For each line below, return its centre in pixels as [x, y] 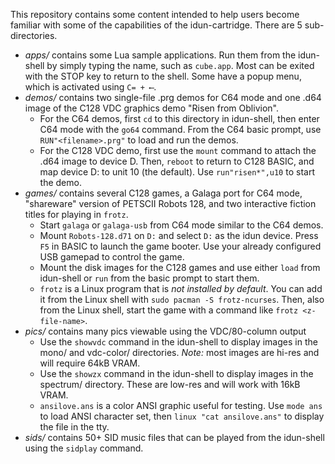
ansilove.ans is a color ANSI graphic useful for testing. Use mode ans [181, 405]
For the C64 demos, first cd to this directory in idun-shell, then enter [179, 118]
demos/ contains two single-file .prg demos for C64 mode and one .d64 [173, 97]
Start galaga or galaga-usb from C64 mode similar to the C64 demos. [181, 225]
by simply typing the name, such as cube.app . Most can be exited [180, 65]
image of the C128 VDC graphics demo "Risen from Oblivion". [151, 108]
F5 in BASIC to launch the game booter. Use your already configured [180, 246]
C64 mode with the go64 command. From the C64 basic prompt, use [180, 129]
